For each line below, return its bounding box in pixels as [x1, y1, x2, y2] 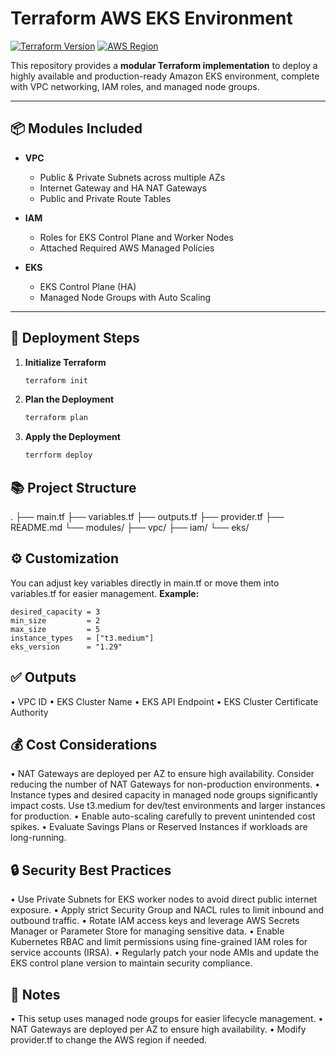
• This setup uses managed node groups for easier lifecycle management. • [10, 1013, 324, 1025]
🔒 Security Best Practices [10, 862, 172, 879]
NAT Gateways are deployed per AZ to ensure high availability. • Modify [10, 1023, 307, 1036]
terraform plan [24, 413, 89, 423]
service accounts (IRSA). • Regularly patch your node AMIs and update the [10, 947, 320, 959]
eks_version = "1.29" [10, 642, 123, 652]
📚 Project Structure [10, 479, 137, 496]
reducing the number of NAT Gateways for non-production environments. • [10, 778, 321, 791]
